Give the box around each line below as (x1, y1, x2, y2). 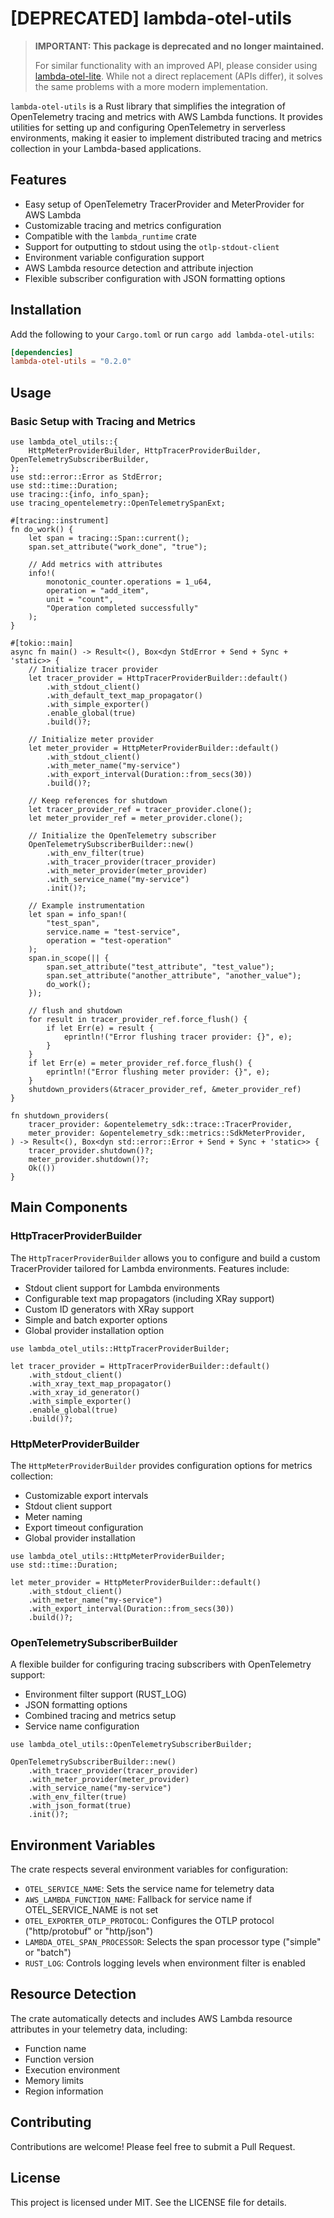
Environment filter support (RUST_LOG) (24, 1688, 187, 1701)
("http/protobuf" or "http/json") (24, 1925, 154, 1937)
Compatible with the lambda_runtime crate (24, 230, 197, 242)
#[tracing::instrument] (10, 516, 110, 526)
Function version (24, 2053, 95, 2065)
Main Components (10, 1199, 128, 1216)
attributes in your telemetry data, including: (10, 2023, 188, 2035)
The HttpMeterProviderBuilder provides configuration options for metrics (10, 1459, 313, 1471)
